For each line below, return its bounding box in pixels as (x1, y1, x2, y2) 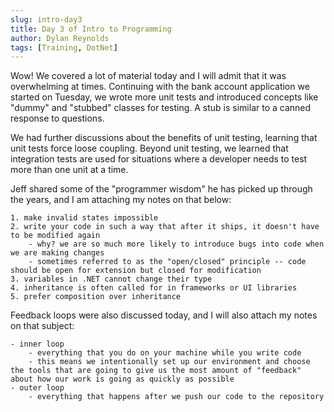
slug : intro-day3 (10, 14, 83, 25)
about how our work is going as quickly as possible (10, 374, 235, 385)
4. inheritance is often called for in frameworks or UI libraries (10, 283, 298, 293)
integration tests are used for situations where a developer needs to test (10, 153, 308, 165)
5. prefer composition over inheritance (10, 292, 182, 302)
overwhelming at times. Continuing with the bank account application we (10, 81, 310, 93)
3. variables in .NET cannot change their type (10, 274, 213, 285)
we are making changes (10, 248, 105, 258)
